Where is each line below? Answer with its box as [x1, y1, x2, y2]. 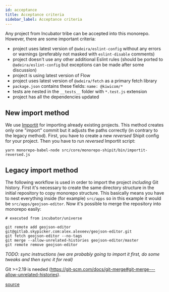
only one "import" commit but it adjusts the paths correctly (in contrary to [5, 127, 158, 134]
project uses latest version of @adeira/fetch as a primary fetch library [12, 78, 157, 84]
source [5, 281, 20, 287]
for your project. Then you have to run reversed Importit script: [5, 138, 136, 144]
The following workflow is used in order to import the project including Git [5, 180, 159, 185]
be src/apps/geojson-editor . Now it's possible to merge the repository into [5, 201, 161, 207]
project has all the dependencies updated [12, 94, 99, 100]
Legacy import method [5, 166, 78, 174]
